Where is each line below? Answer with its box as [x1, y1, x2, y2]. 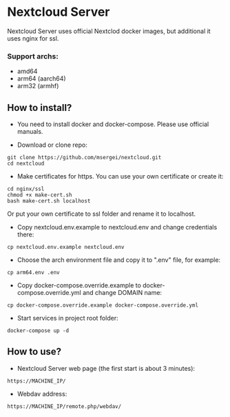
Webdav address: [17, 389, 67, 398]
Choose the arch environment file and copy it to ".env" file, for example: [17, 256, 221, 264]
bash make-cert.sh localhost [7, 198, 91, 205]
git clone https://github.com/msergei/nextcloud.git [7, 154, 162, 161]
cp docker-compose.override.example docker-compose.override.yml [7, 302, 198, 309]
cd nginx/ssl [7, 185, 45, 193]
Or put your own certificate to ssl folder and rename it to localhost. [7, 210, 196, 218]
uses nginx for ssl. [7, 34, 59, 42]
